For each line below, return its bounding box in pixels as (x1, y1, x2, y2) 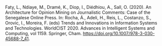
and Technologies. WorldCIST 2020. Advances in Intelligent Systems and (5, 25, 155, 31)
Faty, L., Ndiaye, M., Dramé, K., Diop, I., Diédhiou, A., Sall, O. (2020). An (5, 4, 152, 10)
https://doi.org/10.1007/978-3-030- (82, 31, 155, 36)
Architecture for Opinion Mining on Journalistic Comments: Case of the (5, 9, 151, 15)
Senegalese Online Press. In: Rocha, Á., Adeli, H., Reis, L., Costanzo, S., (5, 15, 152, 20)
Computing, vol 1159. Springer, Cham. (5, 31, 82, 36)
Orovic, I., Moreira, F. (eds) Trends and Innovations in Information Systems (5, 20, 158, 26)
